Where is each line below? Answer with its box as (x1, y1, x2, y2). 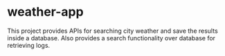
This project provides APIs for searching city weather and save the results (7, 27, 218, 35)
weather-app (7, 4, 84, 20)
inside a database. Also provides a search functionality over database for (7, 33, 216, 42)
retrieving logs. (7, 41, 51, 49)
